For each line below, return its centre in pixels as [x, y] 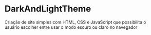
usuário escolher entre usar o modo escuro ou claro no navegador [71, 27]
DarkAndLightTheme [48, 9]
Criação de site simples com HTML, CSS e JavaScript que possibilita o [75, 22]
